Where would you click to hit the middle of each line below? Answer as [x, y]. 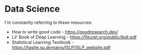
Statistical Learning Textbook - [43, 42]
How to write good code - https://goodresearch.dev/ [65, 32]
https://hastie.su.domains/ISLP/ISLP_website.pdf [61, 47]
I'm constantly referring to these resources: [49, 22]
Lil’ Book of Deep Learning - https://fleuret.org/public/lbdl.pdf [74, 37]
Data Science [32, 9]
